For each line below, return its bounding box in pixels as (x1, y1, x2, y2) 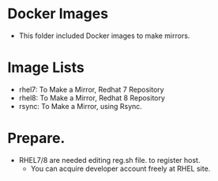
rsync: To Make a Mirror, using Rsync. (18, 101, 143, 111)
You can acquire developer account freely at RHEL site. (30, 164, 211, 173)
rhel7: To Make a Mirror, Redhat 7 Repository (18, 85, 164, 94)
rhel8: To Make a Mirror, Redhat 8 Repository (18, 92, 165, 103)
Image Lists (7, 58, 85, 77)
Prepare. (7, 130, 66, 147)
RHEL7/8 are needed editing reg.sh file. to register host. (18, 155, 201, 164)
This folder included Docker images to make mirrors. (18, 31, 190, 40)
